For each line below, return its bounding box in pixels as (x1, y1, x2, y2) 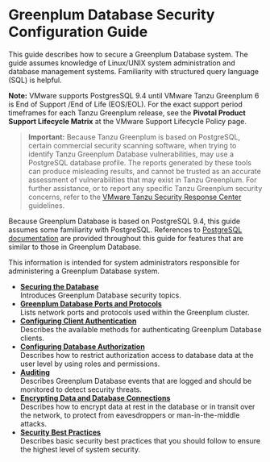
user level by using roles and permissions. (19, 359, 160, 368)
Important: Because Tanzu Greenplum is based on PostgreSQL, (27, 131, 240, 142)
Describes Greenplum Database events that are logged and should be (19, 376, 252, 385)
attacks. (19, 418, 47, 428)
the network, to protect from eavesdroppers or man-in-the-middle (19, 410, 240, 420)
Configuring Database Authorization (19, 341, 145, 352)
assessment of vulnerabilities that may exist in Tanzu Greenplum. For (27, 175, 257, 185)
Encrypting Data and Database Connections (19, 393, 171, 402)
